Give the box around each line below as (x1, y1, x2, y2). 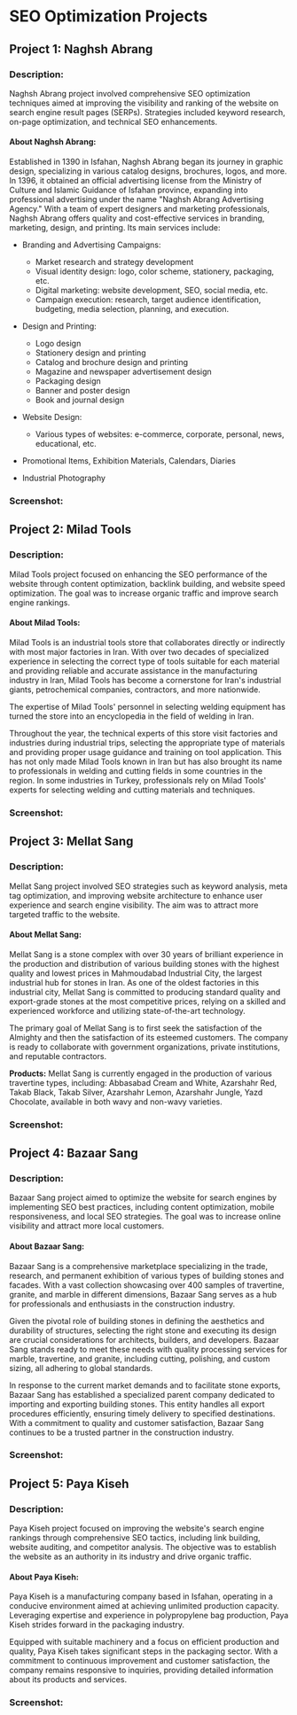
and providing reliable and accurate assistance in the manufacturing (9, 665, 258, 675)
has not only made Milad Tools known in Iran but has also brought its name (9, 756, 283, 767)
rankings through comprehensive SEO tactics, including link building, (9, 1532, 261, 1543)
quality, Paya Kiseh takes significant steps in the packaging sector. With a (9, 1646, 278, 1657)
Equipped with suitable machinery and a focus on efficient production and (9, 1637, 279, 1648)
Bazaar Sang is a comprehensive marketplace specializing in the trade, (9, 1260, 269, 1271)
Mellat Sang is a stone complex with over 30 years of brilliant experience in (9, 948, 284, 959)
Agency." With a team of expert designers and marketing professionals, (9, 204, 270, 214)
